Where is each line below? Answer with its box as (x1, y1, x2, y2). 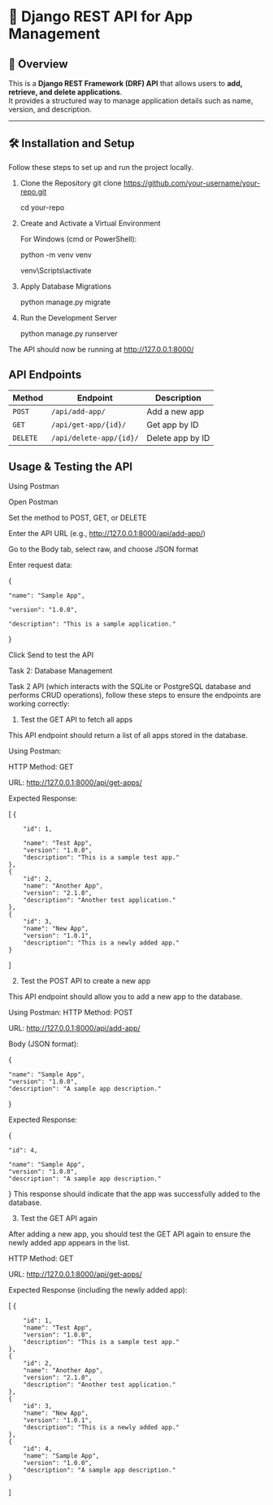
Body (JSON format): (8, 1039, 79, 1049)
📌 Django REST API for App (8, 7, 193, 26)
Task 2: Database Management (8, 666, 113, 676)
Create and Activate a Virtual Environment (19, 218, 161, 228)
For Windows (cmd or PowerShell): (19, 233, 137, 243)
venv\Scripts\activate (19, 265, 92, 275)
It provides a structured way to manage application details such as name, (8, 96, 253, 105)
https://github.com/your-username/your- (123, 178, 261, 188)
